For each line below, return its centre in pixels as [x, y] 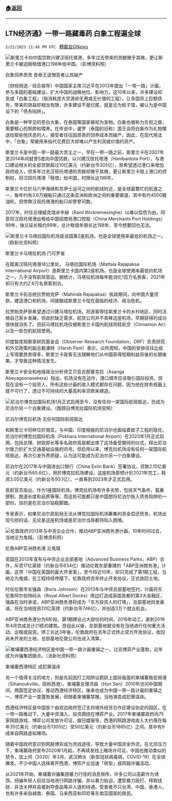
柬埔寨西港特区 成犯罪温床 [33, 667]
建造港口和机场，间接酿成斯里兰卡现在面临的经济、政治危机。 [79, 301]
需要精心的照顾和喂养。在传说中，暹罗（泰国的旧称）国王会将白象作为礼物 [84, 128]
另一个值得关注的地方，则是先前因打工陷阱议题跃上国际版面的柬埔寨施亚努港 [86, 678]
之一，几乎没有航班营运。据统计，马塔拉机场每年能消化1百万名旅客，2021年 [85, 277]
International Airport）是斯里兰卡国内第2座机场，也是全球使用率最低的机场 [84, 271]
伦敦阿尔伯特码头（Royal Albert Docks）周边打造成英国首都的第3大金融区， [85, 596]
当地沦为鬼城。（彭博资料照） [36, 537]
